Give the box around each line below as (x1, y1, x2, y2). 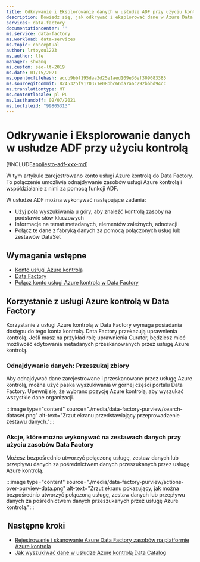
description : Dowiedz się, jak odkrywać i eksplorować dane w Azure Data (6, 14, 193, 20)
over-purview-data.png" (6, 485, 66, 492)
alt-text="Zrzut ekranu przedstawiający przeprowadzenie (39, 412, 180, 419)
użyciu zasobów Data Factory (6, 441, 94, 449)
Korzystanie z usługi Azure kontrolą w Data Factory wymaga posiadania (6, 321, 182, 329)
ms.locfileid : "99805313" (6, 102, 70, 109)
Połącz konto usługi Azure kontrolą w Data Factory (14, 279, 139, 286)
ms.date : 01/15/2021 (6, 70, 58, 76)
